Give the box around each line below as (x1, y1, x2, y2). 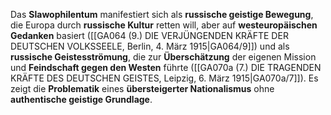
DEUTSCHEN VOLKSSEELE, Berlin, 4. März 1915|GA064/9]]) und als (10, 40, 290, 52)
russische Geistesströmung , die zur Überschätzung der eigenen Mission (10, 51, 317, 63)
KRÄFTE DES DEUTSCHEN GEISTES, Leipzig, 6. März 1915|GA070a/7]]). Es (10, 72, 319, 84)
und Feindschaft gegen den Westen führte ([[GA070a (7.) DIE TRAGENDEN (10, 62, 322, 73)
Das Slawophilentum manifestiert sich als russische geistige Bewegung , (10, 9, 314, 20)
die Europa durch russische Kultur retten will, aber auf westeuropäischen (10, 19, 318, 31)
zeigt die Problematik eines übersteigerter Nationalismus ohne (10, 83, 275, 94)
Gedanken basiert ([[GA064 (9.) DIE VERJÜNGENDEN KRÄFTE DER (10, 30, 289, 41)
